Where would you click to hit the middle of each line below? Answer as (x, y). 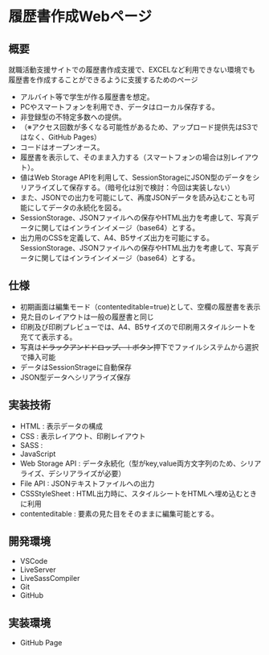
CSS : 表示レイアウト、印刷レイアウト (83, 436)
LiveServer (38, 570)
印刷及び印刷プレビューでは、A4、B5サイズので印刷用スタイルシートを (138, 326)
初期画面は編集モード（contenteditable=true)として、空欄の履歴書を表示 (140, 306)
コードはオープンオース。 (62, 147)
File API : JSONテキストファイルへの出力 (87, 483)
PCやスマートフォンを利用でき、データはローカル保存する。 (119, 107)
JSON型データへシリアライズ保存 (75, 377)
